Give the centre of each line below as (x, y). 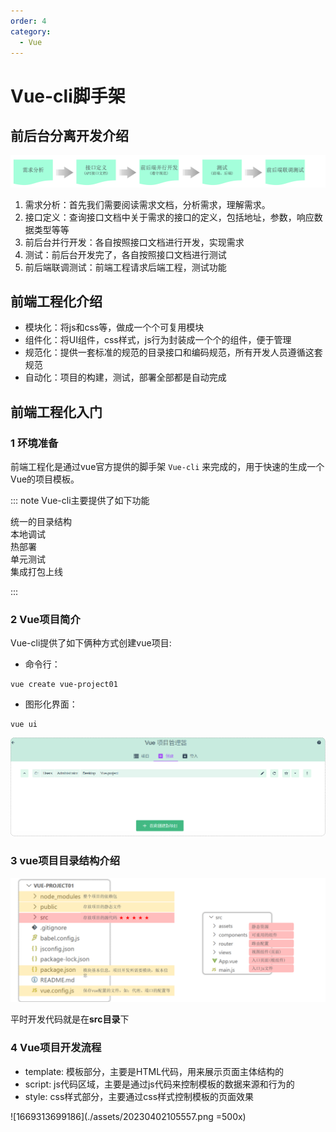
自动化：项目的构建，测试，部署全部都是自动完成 (125, 377)
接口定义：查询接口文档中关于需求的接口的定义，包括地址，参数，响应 (169, 217)
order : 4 (28, 21)
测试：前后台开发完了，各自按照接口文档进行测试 (125, 254)
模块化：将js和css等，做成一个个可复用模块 (114, 327)
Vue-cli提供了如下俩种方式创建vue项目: (91, 643)
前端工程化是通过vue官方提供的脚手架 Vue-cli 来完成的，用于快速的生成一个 (167, 467)
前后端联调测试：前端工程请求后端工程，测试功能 (125, 267)
